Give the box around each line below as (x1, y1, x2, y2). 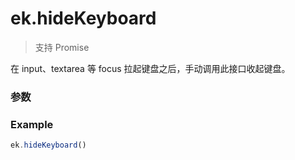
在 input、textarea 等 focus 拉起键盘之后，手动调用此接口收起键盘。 (10, 62, 291, 74)
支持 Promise (34, 41, 90, 53)
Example (10, 117, 54, 131)
